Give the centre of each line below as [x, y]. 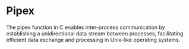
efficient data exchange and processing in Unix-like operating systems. [93, 40]
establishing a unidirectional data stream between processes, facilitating [95, 33]
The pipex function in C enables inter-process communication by [86, 27]
